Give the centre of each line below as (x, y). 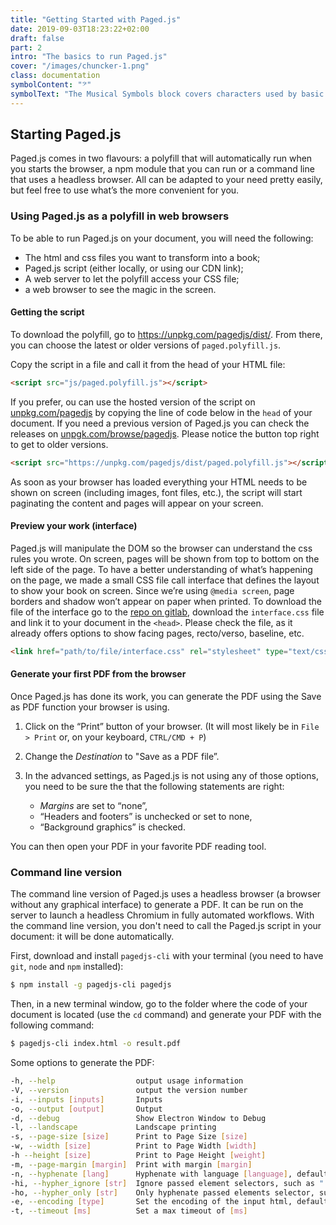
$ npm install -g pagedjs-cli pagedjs (91, 985)
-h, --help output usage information (127, 1081)
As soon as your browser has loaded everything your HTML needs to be (159, 482)
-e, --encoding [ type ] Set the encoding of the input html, (151, 1202)
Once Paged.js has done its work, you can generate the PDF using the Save (166, 696)
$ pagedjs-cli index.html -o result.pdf (96, 1044)
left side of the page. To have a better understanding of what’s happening (161, 569)
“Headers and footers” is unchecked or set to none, (146, 816)
